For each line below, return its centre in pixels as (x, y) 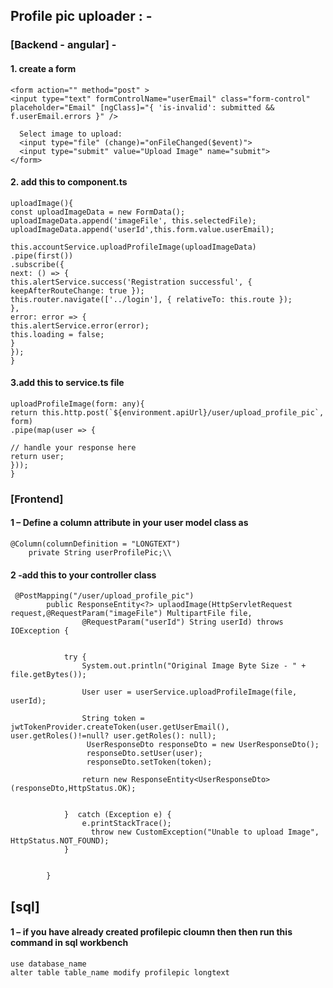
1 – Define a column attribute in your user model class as (129, 523)
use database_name (48, 964)
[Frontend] (37, 499)
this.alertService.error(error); (80, 325)
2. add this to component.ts (69, 182)
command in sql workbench (69, 943)
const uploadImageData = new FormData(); (98, 212)
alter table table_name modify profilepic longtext (120, 972)
